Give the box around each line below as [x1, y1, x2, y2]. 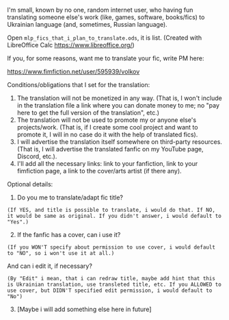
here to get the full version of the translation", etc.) [16, 109, 159, 116]
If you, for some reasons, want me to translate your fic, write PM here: [7, 54, 204, 62]
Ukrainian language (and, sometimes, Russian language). [7, 21, 167, 28]
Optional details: [7, 180, 53, 188]
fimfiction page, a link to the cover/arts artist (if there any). [16, 167, 183, 175]
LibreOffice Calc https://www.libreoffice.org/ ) [7, 41, 135, 49]
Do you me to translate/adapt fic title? [16, 193, 124, 201]
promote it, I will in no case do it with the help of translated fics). [16, 130, 198, 138]
